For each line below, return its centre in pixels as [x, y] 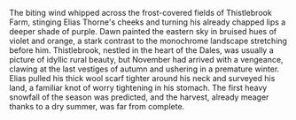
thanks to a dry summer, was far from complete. [97, 106]
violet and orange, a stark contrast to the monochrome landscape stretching [148, 41]
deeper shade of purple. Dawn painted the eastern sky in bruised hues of [143, 31]
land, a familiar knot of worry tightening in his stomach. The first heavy [138, 88]
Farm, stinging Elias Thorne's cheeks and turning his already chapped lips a [148, 22]
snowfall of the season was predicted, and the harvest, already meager [139, 97]
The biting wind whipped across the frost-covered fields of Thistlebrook [140, 13]
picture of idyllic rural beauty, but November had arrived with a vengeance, [146, 60]
